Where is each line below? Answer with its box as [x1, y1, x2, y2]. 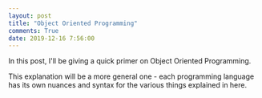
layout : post [8, 11, 52, 20]
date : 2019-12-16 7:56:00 [8, 34, 95, 43]
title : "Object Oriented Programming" [8, 19, 138, 27]
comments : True [8, 27, 59, 35]
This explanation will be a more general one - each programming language [8, 71, 255, 81]
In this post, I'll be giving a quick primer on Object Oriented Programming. [8, 56, 252, 66]
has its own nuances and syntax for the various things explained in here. [8, 80, 248, 90]
